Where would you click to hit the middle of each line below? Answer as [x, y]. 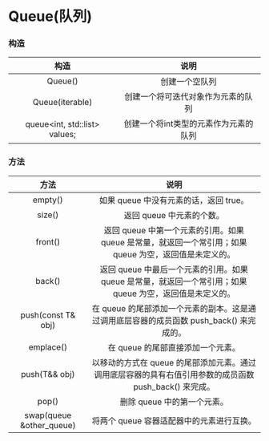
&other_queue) [48, 425]
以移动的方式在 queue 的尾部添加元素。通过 [174, 362]
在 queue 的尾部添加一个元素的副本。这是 [170, 308]
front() [48, 241]
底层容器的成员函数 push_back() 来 [182, 320]
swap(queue [48, 415]
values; [62, 135]
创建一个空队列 [189, 82]
